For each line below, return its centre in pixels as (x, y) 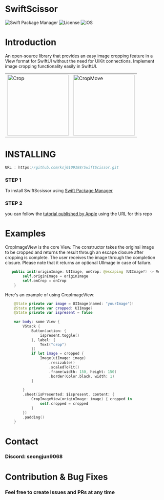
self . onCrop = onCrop (45, 281)
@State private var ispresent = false (53, 313)
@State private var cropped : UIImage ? (53, 308)
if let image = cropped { (57, 354)
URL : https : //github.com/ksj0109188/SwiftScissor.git (62, 167)
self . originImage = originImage (56, 276)
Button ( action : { (49, 331)
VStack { (31, 326)
